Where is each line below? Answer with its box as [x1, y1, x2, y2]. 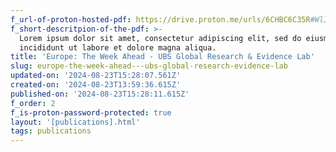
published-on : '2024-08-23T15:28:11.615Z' [10, 89, 190, 99]
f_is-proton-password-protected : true [10, 107, 172, 118]
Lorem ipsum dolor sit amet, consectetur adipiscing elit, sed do [19, 33, 302, 43]
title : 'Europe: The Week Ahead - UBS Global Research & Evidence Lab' [10, 52, 315, 62]
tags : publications [10, 126, 92, 136]
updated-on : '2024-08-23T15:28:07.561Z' [10, 71, 182, 81]
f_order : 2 [10, 98, 56, 108]
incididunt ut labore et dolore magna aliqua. [19, 42, 217, 53]
